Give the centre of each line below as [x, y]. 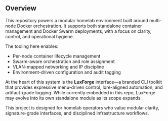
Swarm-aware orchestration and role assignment [64, 61]
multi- [155, 20]
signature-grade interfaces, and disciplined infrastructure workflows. [77, 113]
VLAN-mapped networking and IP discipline [58, 67]
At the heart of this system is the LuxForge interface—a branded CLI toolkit [84, 82]
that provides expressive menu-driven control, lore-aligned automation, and [84, 87]
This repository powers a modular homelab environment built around [77, 20]
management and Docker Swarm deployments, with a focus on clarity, [78, 31]
